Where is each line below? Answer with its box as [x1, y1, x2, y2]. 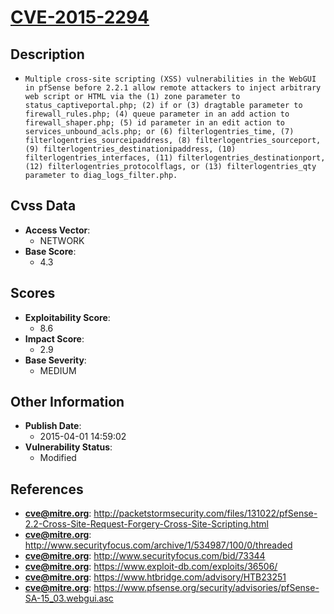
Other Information [10, 394, 125, 411]
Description [10, 46, 85, 63]
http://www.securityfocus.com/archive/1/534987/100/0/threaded [24, 539, 293, 551]
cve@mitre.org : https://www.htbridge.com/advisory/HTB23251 [24, 571, 287, 583]
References [10, 481, 84, 498]
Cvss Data [10, 197, 77, 215]
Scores [10, 285, 56, 302]
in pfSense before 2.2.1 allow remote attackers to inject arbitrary [24, 83, 322, 93]
